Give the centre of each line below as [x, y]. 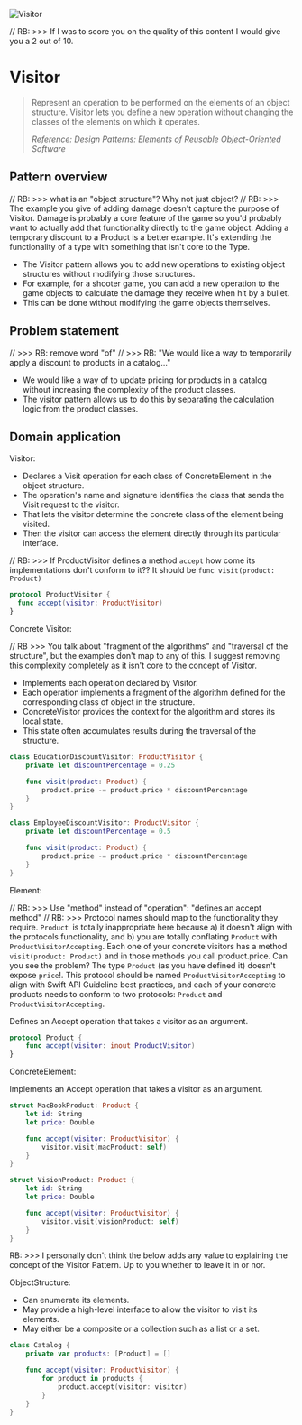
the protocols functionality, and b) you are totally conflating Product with [143, 936]
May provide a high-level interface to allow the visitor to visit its [140, 1309]
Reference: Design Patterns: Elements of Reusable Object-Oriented [156, 139]
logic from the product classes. [80, 408]
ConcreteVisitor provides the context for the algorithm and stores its [149, 712]
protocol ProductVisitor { [60, 595]
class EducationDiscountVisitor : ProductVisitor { [106, 757]
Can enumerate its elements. [76, 1300]
